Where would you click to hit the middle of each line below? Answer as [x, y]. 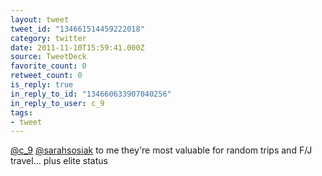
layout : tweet [40, 19]
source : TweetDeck [48, 57]
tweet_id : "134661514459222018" [77, 29]
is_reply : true [42, 85]
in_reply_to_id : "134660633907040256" [91, 94]
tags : [21, 112]
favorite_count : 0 [48, 66]
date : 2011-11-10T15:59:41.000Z [77, 47]
